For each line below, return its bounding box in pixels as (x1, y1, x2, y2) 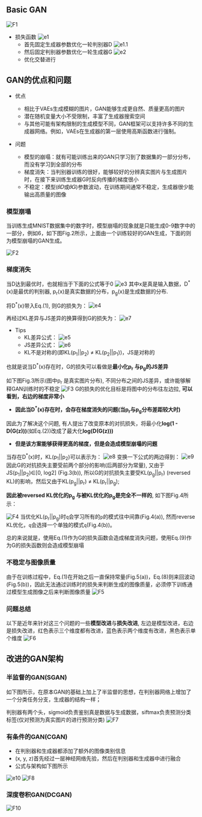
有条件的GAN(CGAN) (6, 732, 68, 741)
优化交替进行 (23, 55, 56, 63)
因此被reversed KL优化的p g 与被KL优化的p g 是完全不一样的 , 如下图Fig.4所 (6, 492, 189, 500)
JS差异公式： (23, 341, 57, 348)
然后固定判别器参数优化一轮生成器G (23, 48, 113, 55)
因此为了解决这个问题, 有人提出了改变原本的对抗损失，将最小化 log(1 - (6, 419, 179, 427)
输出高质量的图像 (23, 191, 67, 198)
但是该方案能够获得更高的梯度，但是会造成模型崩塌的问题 (14, 440, 158, 447)
